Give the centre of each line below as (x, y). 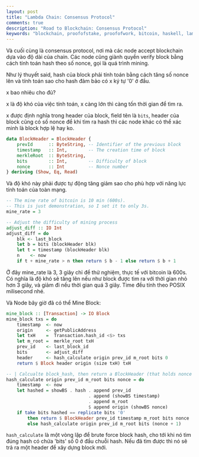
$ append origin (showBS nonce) (128, 407)
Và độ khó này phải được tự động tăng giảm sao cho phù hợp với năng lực (96, 183)
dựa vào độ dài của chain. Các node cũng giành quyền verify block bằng (95, 57)
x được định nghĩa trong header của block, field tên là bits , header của (93, 116)
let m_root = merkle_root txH (55, 341)
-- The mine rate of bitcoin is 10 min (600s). (66, 201)
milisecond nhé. (25, 291)
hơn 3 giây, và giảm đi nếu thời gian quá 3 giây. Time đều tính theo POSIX (96, 285)
